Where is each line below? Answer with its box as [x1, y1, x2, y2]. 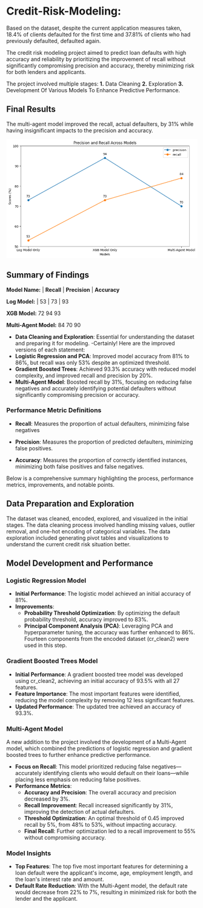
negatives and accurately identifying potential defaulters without [15, 384, 176, 392]
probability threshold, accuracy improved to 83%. [24, 616, 148, 623]
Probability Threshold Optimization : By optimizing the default [24, 609, 180, 617]
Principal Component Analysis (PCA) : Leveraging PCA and [24, 622, 173, 629]
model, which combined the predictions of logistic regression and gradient [6, 745, 192, 752]
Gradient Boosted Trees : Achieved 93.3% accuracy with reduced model [15, 365, 196, 373]
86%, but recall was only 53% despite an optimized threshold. [15, 359, 171, 366]
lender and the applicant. [15, 895, 78, 903]
